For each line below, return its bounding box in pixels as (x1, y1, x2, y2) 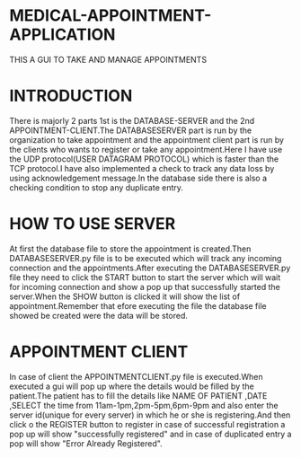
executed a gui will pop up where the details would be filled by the (9, 381, 254, 392)
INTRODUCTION (9, 86, 133, 106)
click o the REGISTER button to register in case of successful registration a (9, 418, 286, 429)
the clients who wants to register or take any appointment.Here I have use (9, 144, 283, 154)
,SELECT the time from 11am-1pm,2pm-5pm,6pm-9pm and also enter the (9, 400, 279, 410)
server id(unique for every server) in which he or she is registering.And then (9, 410, 291, 420)
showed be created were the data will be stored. (9, 310, 189, 321)
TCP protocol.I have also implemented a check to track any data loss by (9, 163, 275, 173)
